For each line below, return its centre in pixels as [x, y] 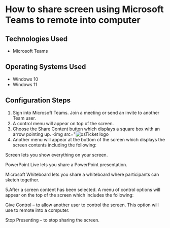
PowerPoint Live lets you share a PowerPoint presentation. [66, 164]
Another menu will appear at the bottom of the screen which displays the [89, 139]
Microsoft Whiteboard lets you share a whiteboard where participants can [82, 174]
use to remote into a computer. [37, 210]
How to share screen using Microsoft [84, 9]
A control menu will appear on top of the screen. [63, 123]
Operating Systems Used [46, 67]
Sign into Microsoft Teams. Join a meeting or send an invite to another [86, 112]
